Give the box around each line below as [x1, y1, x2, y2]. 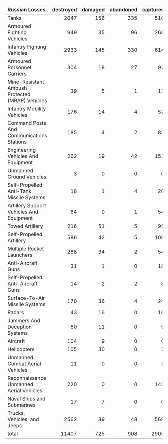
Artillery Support [7, 202, 46, 209]
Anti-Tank [7, 188, 32, 194]
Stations [7, 138, 27, 145]
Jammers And [7, 317, 41, 324]
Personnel [7, 64, 31, 71]
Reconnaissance [7, 375, 46, 381]
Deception [7, 323, 32, 330]
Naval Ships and [7, 395, 46, 402]
